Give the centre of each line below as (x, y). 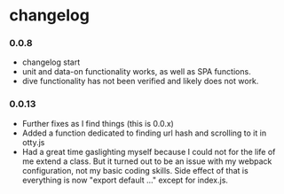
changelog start (51, 62)
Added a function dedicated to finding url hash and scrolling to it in (144, 133)
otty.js (33, 142)
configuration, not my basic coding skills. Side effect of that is (135, 170)
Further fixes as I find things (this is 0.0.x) (98, 123)
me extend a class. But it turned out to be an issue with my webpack (147, 161)
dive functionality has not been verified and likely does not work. (140, 81)
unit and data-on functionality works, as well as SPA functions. (136, 72)
